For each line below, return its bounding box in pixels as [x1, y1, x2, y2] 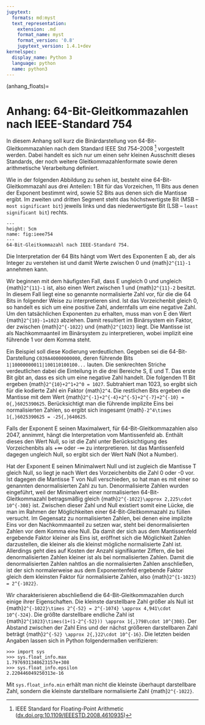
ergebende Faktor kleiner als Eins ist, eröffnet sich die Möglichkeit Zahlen [6, 534, 191, 541]
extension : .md [17, 26, 56, 32]
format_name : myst [17, 32, 64, 38]
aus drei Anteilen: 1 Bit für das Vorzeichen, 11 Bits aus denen [48, 182, 199, 190]
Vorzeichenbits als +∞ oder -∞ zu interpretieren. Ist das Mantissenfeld [6, 444, 185, 452]
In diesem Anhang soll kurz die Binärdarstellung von [6, 137, 137, 144]
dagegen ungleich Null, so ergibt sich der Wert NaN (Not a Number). [6, 450, 178, 458]
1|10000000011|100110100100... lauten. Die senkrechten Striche [6, 360, 167, 368]
